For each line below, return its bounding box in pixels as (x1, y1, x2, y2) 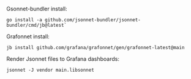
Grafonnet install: (6, 33, 50, 40)
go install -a (6, 17, 43, 23)
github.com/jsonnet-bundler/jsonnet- (45, 17, 141, 23)
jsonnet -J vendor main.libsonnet (6, 67, 95, 73)
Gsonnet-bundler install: (6, 5, 67, 12)
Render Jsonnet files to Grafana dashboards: (6, 55, 119, 63)
